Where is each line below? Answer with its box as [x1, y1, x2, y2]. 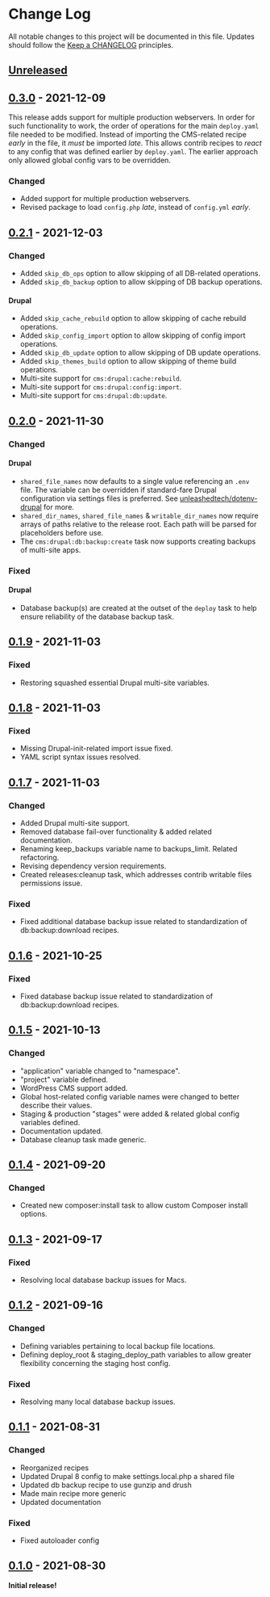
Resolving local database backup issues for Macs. [19, 1275, 187, 1285]
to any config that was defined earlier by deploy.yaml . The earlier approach [8, 147, 258, 157]
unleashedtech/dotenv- [180, 494, 258, 503]
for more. [43, 502, 75, 511]
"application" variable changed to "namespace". [19, 1065, 181, 1075]
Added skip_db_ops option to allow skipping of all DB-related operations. [19, 268, 260, 279]
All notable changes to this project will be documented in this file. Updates [8, 32, 255, 41]
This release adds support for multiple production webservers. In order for [8, 112, 255, 122]
